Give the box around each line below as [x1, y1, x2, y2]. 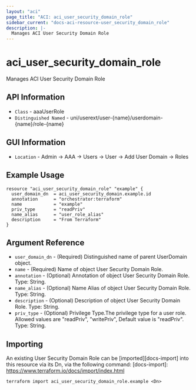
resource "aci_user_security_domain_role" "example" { [6, 186, 144, 192]
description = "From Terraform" [11, 216, 101, 222]
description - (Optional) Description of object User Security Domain [14, 297, 181, 304]
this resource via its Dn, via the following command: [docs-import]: [6, 361, 168, 368]
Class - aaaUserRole [14, 108, 65, 115]
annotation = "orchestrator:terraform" [11, 196, 122, 202]
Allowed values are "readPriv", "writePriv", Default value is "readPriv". [14, 316, 184, 323]
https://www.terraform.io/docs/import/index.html [6, 367, 125, 374]
